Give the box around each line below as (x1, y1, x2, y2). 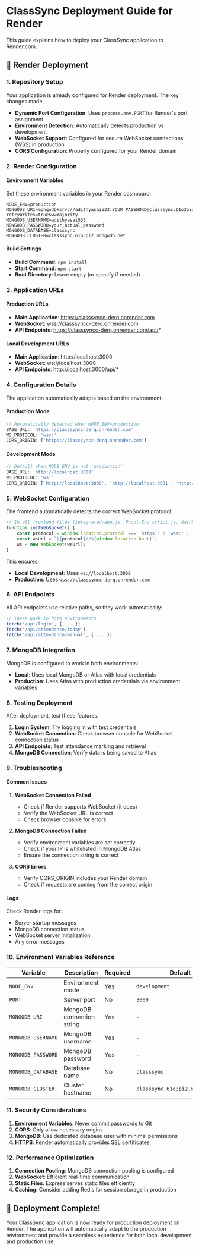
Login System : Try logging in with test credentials (14, 724, 137, 731)
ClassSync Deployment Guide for (6, 4, 173, 18)
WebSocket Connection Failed (14, 792, 91, 799)
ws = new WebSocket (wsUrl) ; (17, 541, 86, 548)
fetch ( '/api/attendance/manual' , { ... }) (6, 632, 113, 638)
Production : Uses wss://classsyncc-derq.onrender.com (14, 576, 150, 583)
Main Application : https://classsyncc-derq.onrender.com (14, 314, 155, 321)
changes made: (6, 98, 44, 105)
